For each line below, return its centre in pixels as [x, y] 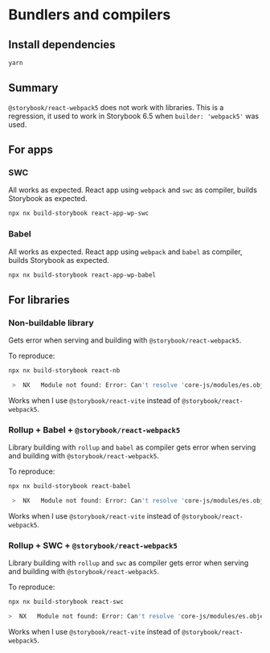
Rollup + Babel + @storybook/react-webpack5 [94, 429]
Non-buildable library [51, 322]
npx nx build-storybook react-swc [66, 602]
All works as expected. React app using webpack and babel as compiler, [125, 252]
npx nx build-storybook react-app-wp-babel [82, 275]
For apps [31, 150]
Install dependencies [62, 45]
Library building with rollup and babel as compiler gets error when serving [132, 447]
